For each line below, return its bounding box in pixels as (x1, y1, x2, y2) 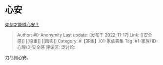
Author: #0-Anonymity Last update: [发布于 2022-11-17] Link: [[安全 (17, 32, 152, 38)
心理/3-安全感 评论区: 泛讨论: (17, 44, 76, 50)
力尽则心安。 (5, 54, 31, 60)
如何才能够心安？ (5, 22, 40, 27)
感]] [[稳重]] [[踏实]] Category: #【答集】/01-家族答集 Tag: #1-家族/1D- (17, 38, 159, 44)
